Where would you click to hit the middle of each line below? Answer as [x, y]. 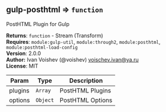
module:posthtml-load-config [42, 47]
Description [86, 81]
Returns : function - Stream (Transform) [55, 36]
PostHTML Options [86, 100]
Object [45, 100]
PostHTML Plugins [85, 90]
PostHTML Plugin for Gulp [38, 24]
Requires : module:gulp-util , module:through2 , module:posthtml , [83, 41]
